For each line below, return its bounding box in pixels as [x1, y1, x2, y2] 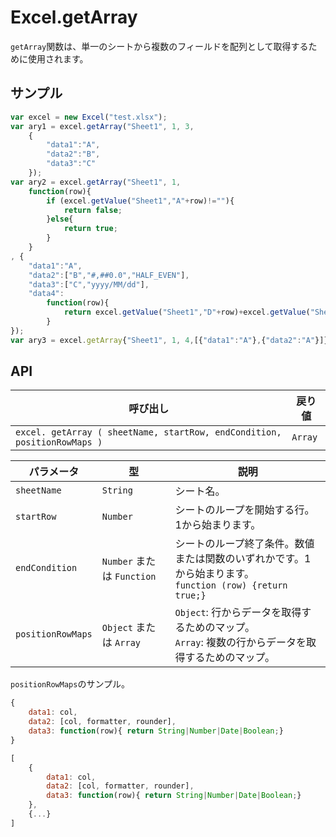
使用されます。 [27, 52, 89, 65]
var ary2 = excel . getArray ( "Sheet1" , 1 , [10, 177, 182, 187]
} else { [46, 214, 74, 225]
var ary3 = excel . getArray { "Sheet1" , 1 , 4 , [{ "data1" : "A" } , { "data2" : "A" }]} [10, 335, 329, 345]
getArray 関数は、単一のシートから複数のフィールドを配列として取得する [10, 40, 309, 52]
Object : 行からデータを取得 [174, 606, 302, 620]
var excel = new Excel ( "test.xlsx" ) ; [10, 112, 168, 122]
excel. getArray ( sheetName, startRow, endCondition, [15, 427, 282, 438]
